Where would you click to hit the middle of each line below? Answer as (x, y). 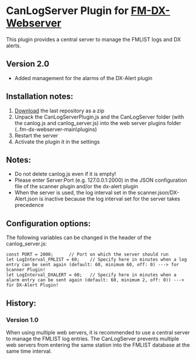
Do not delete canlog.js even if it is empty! (65, 174)
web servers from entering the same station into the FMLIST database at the (98, 345)
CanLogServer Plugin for (67, 11)
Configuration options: (49, 223)
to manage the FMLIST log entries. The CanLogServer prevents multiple (93, 339)
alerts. (14, 46)
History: (21, 303)
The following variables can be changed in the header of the (79, 237)
